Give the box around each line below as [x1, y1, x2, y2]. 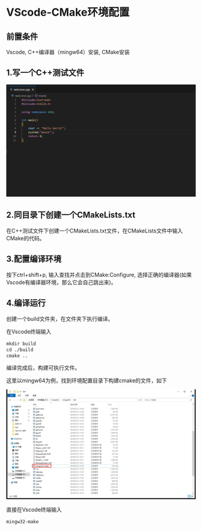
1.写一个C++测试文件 [6, 67, 85, 78]
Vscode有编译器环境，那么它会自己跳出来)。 [6, 278, 117, 286]
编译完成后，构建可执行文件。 [6, 364, 80, 371]
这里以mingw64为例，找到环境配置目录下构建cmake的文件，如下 [6, 377, 167, 384]
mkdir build [6, 341, 36, 347]
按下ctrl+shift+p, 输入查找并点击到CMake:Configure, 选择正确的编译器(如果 [6, 271, 192, 278]
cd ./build [6, 347, 34, 353]
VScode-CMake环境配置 [6, 5, 130, 19]
